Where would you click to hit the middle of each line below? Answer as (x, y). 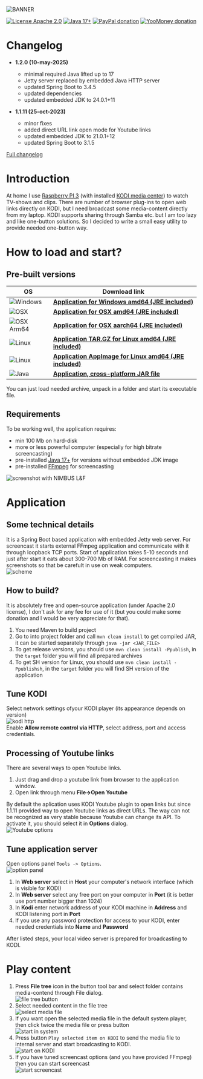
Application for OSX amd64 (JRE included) (116, 311)
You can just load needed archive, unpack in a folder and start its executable (101, 388)
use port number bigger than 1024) (59, 901)
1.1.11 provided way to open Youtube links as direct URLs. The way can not (98, 811)
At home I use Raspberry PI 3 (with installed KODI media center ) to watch (97, 195)
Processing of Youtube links (60, 753)
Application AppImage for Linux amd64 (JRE (118, 356)
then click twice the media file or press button (72, 1024)
